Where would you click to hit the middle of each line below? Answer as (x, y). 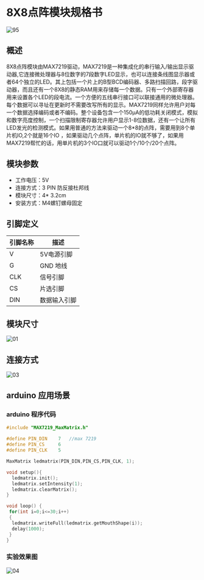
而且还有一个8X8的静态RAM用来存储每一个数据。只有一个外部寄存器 (108, 89)
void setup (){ (24, 472)
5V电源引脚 (56, 254)
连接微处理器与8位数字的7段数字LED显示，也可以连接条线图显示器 (107, 74)
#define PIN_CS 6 (34, 445)
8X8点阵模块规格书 (54, 13)
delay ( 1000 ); (28, 529)
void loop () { (24, 506)
